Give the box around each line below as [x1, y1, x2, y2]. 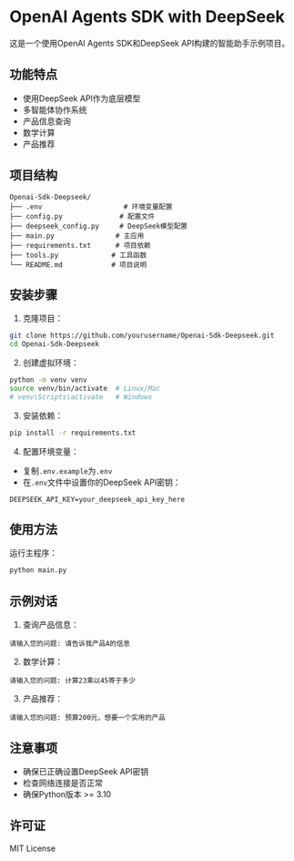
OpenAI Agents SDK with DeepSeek [9, 6, 285, 27]
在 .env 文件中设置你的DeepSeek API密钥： [22, 477, 181, 487]
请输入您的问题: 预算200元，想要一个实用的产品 [9, 713, 166, 723]
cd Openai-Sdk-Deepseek [9, 340, 100, 349]
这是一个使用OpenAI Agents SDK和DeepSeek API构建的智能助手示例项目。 [9, 37, 290, 48]
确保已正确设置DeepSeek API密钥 [22, 765, 149, 776]
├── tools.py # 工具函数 [9, 251, 147, 260]
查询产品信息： [22, 620, 79, 630]
